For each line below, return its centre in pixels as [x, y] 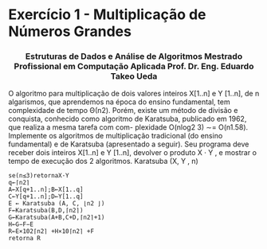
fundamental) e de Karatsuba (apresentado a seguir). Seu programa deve [129, 144]
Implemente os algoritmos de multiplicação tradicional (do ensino [116, 136]
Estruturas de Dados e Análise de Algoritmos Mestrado [134, 56]
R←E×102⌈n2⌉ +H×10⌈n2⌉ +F [51, 231]
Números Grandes [70, 31]
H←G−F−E [21, 224]
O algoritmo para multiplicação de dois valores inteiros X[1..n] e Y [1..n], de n [134, 94]
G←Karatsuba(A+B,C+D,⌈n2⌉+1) [57, 218]
